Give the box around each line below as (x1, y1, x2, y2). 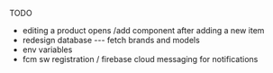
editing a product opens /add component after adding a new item (22, 25, 265, 35)
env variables (22, 44, 73, 55)
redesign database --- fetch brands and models (22, 35, 200, 45)
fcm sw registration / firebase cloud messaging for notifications (22, 54, 259, 64)
